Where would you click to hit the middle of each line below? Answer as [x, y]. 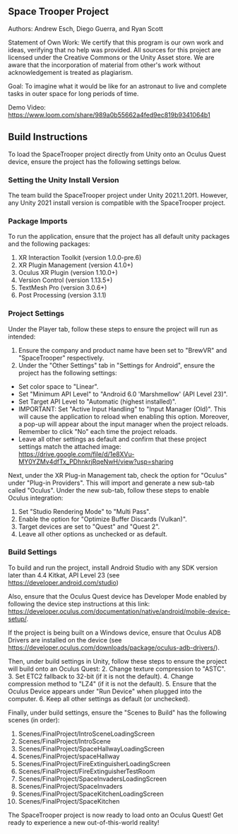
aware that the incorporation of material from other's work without [104, 65]
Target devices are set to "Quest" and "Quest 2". [89, 527]
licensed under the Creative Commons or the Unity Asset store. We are [111, 57]
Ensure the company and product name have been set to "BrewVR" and [123, 350]
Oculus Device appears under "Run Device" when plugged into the [105, 691]
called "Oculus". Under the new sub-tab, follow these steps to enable [109, 490]
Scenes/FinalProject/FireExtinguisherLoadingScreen [94, 763]
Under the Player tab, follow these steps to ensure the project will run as [113, 329]
